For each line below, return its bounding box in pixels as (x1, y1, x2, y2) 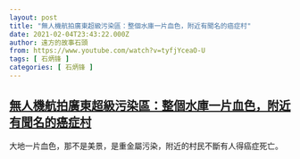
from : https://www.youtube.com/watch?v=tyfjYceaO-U (9, 46, 205, 55)
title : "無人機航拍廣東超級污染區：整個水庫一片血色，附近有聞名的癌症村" (9, 21, 252, 30)
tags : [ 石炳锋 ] (9, 54, 70, 63)
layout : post (9, 13, 58, 22)
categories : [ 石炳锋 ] (9, 63, 94, 72)
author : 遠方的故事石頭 (9, 38, 88, 47)
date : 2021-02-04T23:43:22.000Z (9, 29, 129, 38)
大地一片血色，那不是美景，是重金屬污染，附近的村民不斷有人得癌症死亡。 (9, 140, 283, 151)
